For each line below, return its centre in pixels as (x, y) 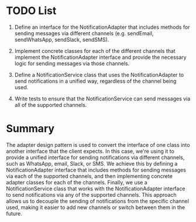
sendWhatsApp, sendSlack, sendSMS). (62, 39)
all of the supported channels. (51, 105)
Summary (30, 129)
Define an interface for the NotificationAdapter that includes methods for (102, 27)
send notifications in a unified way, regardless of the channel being (95, 81)
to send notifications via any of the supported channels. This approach (91, 194)
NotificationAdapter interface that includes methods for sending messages (96, 170)
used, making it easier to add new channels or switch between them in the (96, 207)
